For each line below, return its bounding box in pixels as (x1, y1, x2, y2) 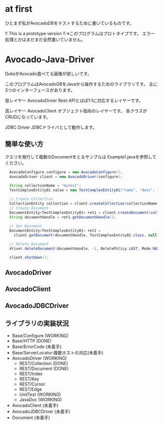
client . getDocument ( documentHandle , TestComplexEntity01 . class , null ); (14, 233, 162, 238)
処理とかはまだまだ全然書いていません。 (5, 37, 86, 42)
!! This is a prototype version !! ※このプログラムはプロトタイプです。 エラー (5, 30, 155, 36)
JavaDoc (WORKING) (19, 396, 62, 403)
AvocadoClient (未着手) (12, 402, 59, 408)
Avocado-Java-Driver (5, 54, 95, 65)
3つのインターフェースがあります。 (5, 87, 75, 93)
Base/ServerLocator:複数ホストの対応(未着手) (12, 349, 103, 355)
